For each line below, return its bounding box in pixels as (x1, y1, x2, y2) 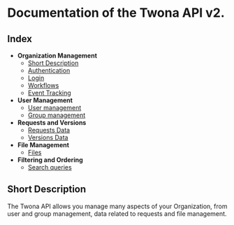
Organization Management (17, 51, 98, 60)
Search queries (27, 163, 72, 171)
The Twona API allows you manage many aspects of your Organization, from (7, 202, 228, 210)
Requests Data (27, 126, 71, 134)
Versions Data (27, 133, 68, 142)
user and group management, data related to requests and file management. (7, 209, 227, 218)
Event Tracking (27, 89, 71, 97)
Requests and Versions (17, 118, 87, 127)
